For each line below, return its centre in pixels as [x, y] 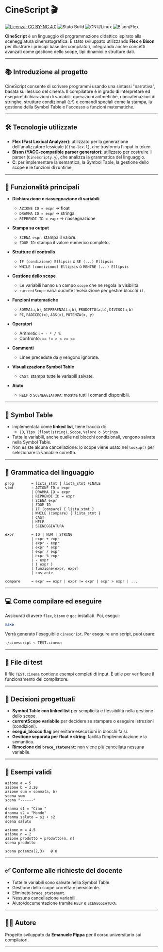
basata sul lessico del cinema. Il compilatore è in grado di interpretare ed [78, 91]
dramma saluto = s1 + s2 [30, 817]
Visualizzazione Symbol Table [43, 367]
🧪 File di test [24, 662]
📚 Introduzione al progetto [47, 72]
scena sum [15, 796]
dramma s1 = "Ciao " [26, 809]
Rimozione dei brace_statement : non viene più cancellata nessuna [78, 747]
